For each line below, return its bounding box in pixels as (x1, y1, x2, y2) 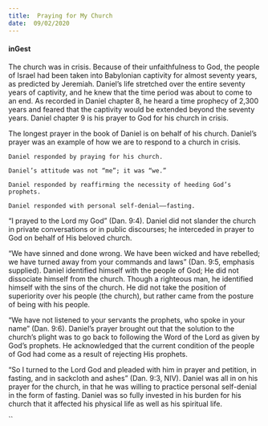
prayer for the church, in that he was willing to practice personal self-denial (8, 382, 257, 392)
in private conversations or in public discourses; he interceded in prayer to (8, 224, 254, 233)
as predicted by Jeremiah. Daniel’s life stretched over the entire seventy (8, 79, 246, 88)
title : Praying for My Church (8, 11, 113, 20)
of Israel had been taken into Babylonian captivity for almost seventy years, (8, 70, 258, 80)
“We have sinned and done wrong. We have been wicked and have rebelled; (8, 248, 261, 258)
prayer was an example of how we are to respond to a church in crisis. (8, 137, 241, 147)
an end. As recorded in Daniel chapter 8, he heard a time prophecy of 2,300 (8, 95, 259, 105)
